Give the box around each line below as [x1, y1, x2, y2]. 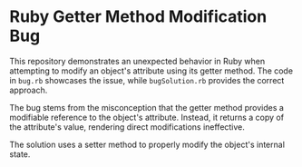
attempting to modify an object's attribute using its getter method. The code [9, 65, 293, 76]
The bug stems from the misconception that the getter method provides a [9, 102, 284, 113]
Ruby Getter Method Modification [9, 6, 268, 27]
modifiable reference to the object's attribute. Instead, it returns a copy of [9, 112, 284, 123]
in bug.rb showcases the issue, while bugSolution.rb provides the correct [9, 74, 285, 85]
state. [9, 148, 31, 160]
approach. [9, 84, 48, 95]
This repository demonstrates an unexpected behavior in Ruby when [9, 55, 266, 66]
